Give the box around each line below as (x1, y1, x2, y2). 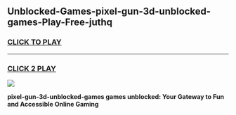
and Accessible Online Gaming (7, 100, 99, 108)
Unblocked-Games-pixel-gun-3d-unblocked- (7, 6, 211, 17)
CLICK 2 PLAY (7, 63, 56, 73)
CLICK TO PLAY (7, 38, 62, 47)
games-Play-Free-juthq (7, 17, 113, 29)
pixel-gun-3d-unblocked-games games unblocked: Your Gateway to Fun (7, 92, 225, 100)
